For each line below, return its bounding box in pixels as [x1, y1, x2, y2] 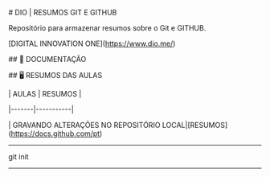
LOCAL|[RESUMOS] [162, 121, 228, 130]
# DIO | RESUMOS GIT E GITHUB [8, 8, 117, 17]
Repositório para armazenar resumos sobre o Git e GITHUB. [8, 23, 207, 32]
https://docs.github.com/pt [10, 129, 100, 138]
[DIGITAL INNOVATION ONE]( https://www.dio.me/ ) [8, 39, 176, 48]
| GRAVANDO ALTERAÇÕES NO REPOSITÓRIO [8, 121, 161, 130]
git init [8, 152, 30, 161]
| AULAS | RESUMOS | [8, 89, 82, 98]
